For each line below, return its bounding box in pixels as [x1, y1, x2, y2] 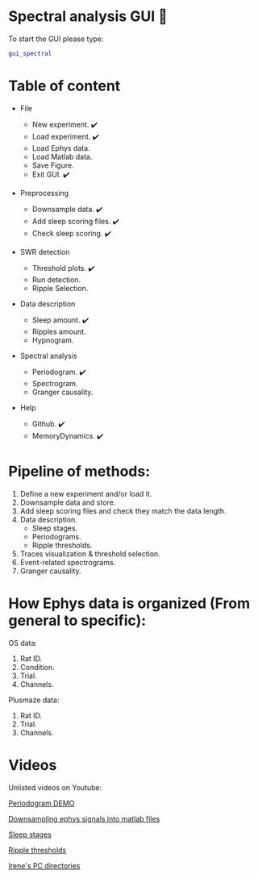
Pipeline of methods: [8, 462, 151, 481]
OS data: [8, 638, 38, 647]
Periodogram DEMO [8, 798, 75, 808]
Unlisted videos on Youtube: [8, 782, 102, 793]
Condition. [19, 662, 55, 672]
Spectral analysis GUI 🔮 [8, 7, 168, 26]
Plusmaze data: [8, 695, 60, 705]
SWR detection [19, 247, 70, 256]
